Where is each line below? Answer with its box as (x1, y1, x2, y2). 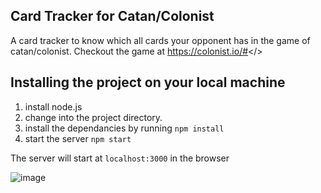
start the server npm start (24, 132, 132, 144)
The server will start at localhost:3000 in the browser (10, 152, 230, 164)
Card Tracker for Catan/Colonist (10, 8, 215, 25)
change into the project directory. (24, 111, 163, 123)
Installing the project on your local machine (10, 74, 286, 91)
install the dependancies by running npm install (24, 122, 225, 134)
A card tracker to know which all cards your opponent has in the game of (10, 34, 311, 46)
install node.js (24, 100, 83, 113)
